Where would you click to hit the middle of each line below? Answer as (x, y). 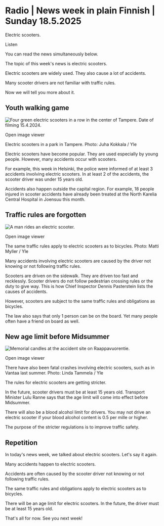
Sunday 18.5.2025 (43, 21)
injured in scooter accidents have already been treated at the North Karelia (81, 194)
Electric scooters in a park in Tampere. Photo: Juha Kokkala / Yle (71, 144)
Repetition (21, 443)
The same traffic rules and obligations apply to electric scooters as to (76, 489)
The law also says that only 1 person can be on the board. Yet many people (82, 316)
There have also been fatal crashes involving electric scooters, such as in (80, 368)
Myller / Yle (17, 251)
